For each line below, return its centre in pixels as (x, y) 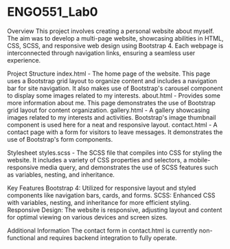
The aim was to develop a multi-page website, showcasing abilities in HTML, (115, 38)
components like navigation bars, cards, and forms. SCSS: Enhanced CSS (111, 195)
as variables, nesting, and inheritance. (61, 174)
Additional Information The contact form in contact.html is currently (102, 230)
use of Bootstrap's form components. (60, 139)
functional (21, 237)
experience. (24, 60)
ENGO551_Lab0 (53, 12)
